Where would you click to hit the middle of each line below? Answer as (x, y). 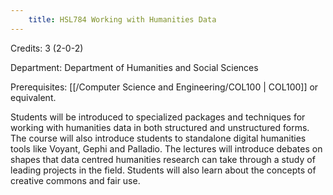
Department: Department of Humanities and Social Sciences (134, 67)
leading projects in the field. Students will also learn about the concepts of (163, 170)
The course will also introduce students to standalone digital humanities (158, 138)
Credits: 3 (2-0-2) (47, 48)
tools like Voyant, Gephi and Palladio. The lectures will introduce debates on (166, 148)
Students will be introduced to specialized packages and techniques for (158, 117)
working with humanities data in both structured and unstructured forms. (160, 127)
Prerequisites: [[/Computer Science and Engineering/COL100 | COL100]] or (164, 87)
